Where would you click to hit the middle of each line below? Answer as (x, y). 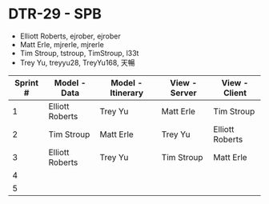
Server (183, 93)
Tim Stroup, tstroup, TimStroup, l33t (79, 53)
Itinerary (127, 93)
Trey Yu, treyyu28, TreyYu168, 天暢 (77, 62)
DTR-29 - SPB (55, 14)
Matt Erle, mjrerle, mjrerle (62, 44)
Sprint (26, 82)
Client (235, 93)
